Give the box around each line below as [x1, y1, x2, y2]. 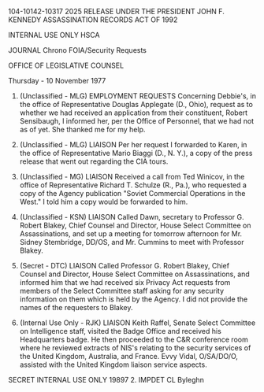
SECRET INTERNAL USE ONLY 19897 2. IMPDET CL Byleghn [8, 375, 205, 384]
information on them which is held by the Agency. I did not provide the [19, 294, 248, 304]
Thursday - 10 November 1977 [8, 76, 106, 85]
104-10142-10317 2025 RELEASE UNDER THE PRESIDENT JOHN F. [8, 7, 225, 16]
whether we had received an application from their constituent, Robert [19, 108, 248, 117]
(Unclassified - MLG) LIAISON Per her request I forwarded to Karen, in [19, 140, 247, 149]
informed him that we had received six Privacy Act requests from [19, 278, 231, 287]
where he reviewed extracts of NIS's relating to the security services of [19, 343, 251, 353]
